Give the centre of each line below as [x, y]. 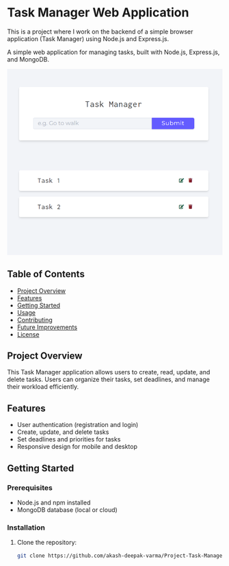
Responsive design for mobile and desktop [77, 447]
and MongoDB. [28, 59]
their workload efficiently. [43, 387]
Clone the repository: [47, 543]
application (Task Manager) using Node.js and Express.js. [88, 38]
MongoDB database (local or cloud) [67, 510]
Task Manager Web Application [98, 13]
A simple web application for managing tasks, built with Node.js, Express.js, [113, 52]
